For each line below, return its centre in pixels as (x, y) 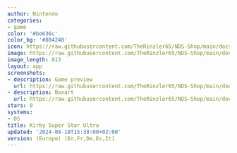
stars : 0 (20, 106)
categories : (25, 20)
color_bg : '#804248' (38, 40)
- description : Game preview (50, 79)
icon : (15, 47)
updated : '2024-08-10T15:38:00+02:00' (64, 132)
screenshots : (26, 73)
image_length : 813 (34, 60)
